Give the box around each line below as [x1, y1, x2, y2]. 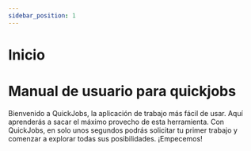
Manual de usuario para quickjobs [8, 83, 236, 100]
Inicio [8, 45, 46, 64]
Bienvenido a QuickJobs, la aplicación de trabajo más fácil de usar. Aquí [8, 108, 243, 118]
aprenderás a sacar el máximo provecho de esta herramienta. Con [8, 117, 224, 126]
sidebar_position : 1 [8, 11, 77, 20]
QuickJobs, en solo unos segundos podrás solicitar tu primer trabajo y [8, 125, 238, 135]
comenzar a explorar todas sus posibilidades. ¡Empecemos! [8, 134, 203, 143]
